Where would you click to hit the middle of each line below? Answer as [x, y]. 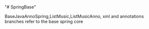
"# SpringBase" [20, 7]
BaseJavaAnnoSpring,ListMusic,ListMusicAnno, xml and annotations [74, 16]
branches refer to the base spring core [44, 22]
